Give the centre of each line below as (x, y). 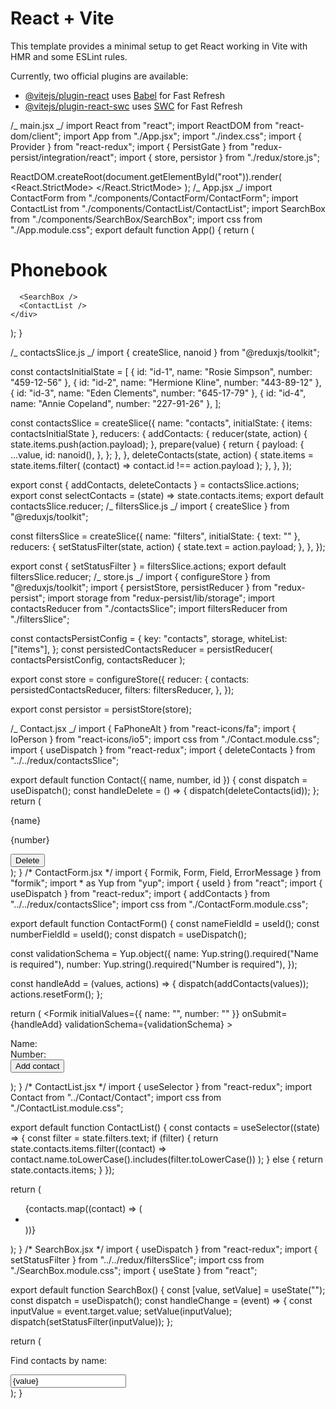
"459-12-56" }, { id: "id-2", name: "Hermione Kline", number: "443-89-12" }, (166, 382)
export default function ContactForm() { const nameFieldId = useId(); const (165, 923)
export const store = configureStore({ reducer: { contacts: (130, 679)
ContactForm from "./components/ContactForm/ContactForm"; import (154, 198)
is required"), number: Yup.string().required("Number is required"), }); (154, 964)
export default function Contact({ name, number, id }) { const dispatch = (159, 779)
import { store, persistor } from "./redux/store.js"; (219, 157)
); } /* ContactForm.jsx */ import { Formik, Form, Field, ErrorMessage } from (166, 872)
